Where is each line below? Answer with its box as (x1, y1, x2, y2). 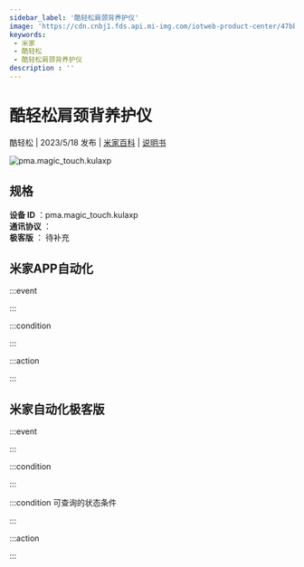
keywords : (9, 30, 47, 39)
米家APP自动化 (9, 261, 93, 277)
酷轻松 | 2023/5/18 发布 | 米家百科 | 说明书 (9, 137, 166, 147)
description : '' (9, 64, 75, 73)
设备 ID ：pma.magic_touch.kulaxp (9, 209, 138, 220)
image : (9, 22, 34, 31)
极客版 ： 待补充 (9, 232, 70, 242)
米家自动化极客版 (9, 402, 105, 417)
